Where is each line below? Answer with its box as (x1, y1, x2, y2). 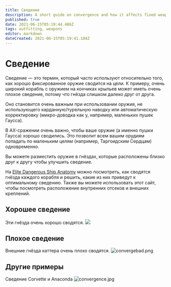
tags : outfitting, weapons (5, 27, 63, 32)
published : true (5, 17, 40, 22)
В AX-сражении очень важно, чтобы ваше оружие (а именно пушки (5, 127, 154, 133)
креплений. (5, 190, 31, 197)
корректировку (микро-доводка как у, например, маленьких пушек (5, 112, 154, 118)
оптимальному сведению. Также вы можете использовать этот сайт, (5, 179, 156, 185)
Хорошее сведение (5, 205, 70, 214)
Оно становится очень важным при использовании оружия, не (5, 101, 143, 107)
